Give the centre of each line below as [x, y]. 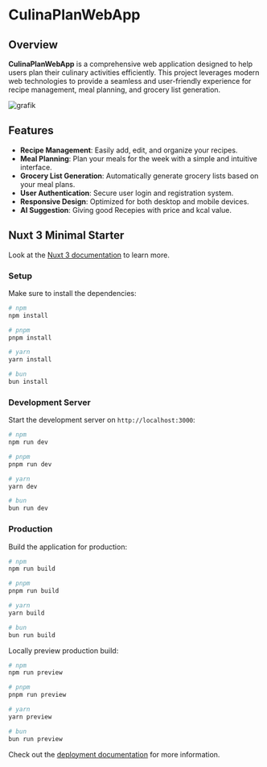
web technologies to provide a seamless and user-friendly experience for [130, 81]
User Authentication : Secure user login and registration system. [127, 193]
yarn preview [30, 717]
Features [31, 131]
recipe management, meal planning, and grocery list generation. [115, 90]
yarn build [27, 613]
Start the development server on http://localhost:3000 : [102, 420]
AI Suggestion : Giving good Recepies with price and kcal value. [125, 210]
